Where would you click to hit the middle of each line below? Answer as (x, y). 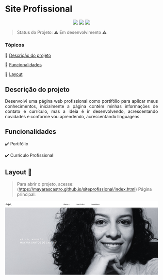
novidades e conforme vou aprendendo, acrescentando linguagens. (73, 117)
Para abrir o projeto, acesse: (45, 184)
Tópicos (15, 45)
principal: (26, 194)
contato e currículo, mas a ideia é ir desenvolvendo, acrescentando (81, 111)
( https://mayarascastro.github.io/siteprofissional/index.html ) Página (84, 189)
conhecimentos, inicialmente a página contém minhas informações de (81, 106)
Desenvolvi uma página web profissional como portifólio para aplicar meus (81, 101)
